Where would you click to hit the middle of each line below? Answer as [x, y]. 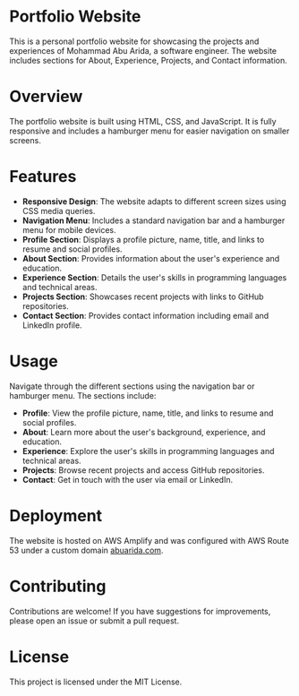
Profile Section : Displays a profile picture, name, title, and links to [143, 239]
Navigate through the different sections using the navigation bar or [132, 386]
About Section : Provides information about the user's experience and [151, 258]
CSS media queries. [59, 211]
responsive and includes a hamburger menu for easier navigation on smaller [149, 131]
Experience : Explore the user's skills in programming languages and [148, 451]
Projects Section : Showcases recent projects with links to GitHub [143, 296]
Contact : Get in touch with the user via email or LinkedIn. [128, 479]
